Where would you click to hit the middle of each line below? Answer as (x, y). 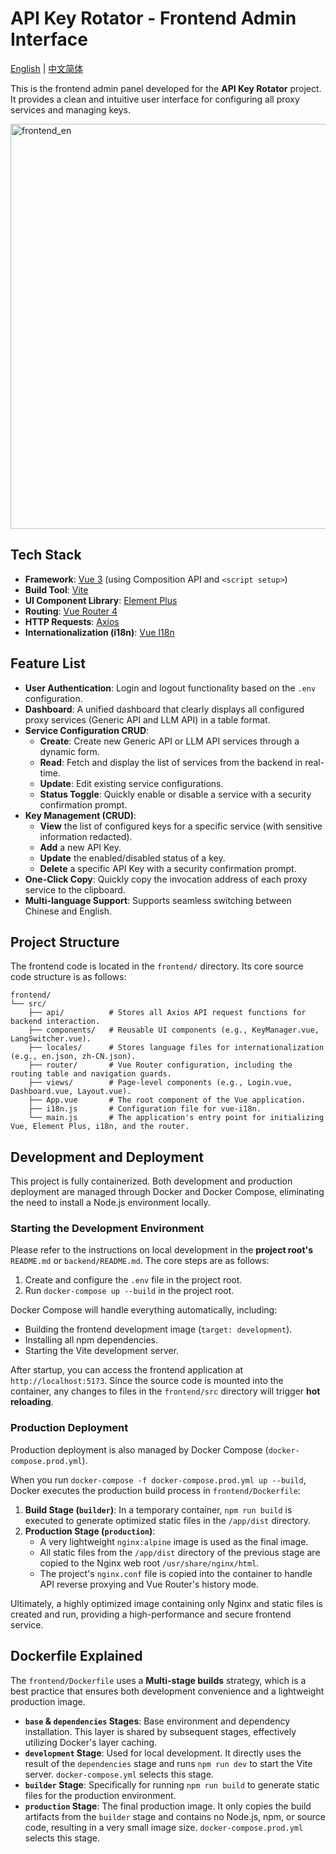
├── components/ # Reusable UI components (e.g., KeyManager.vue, (174, 1030)
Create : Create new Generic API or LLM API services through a (169, 741)
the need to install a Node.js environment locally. (110, 1203)
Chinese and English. (68, 911)
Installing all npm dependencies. (91, 1340)
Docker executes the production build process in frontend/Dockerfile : (155, 1490)
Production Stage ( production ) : (90, 1531)
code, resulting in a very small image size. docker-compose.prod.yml (164, 1827)
